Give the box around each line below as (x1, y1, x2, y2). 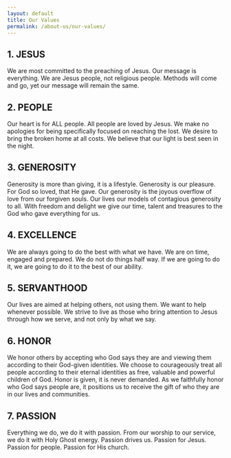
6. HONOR (7, 335, 52, 347)
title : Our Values (7, 17, 60, 23)
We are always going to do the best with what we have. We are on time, (7, 248, 210, 256)
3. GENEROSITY (7, 161, 77, 173)
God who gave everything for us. (7, 209, 100, 217)
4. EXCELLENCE (7, 229, 77, 241)
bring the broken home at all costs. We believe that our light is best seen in (7, 135, 219, 142)
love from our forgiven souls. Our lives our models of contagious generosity (7, 195, 221, 203)
